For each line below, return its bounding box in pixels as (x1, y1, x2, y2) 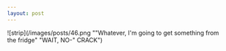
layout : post (7, 10, 45, 17)
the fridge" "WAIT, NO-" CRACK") (7, 35, 103, 44)
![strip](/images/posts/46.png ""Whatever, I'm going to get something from (7, 29, 220, 37)
